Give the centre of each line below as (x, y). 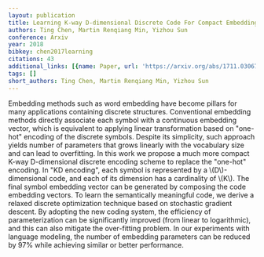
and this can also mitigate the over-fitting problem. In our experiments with (129, 228)
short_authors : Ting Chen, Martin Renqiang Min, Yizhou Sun (109, 81)
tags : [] (22, 74)
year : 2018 (26, 45)
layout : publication (42, 15)
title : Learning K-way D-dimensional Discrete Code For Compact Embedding (133, 23)
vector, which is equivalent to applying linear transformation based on (121, 128)
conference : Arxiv (38, 37)
